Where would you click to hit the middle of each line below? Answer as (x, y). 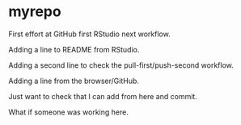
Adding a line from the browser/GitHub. (74, 81)
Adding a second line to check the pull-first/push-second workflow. (121, 65)
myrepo (35, 12)
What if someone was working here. (69, 112)
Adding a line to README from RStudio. (74, 49)
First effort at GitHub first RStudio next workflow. (90, 34)
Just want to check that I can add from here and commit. (103, 96)
